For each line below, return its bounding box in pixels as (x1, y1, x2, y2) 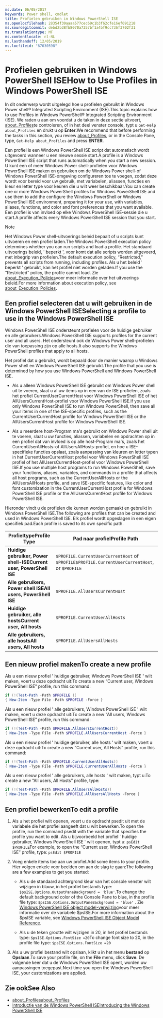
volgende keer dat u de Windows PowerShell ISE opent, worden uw (12, 959, 147, 965)
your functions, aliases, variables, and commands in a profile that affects (12, 470, 158, 476)
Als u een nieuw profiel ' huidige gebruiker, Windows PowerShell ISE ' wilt (5, 673, 152, 679)
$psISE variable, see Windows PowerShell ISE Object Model (19, 915, 140, 920)
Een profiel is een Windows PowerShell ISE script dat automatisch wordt (5, 147, 149, 153)
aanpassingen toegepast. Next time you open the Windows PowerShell (12, 965, 153, 971)
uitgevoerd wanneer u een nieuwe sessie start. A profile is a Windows (5, 152, 143, 158)
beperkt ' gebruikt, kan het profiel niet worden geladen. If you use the (5, 264, 143, 270)
